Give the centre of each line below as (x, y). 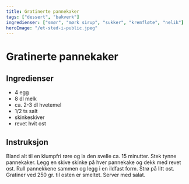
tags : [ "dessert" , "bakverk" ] (43, 17)
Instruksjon (27, 142)
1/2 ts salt (26, 111)
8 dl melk (25, 99)
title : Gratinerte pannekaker (43, 11)
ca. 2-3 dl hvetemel (38, 105)
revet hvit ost (30, 124)
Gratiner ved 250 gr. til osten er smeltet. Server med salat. (76, 175)
